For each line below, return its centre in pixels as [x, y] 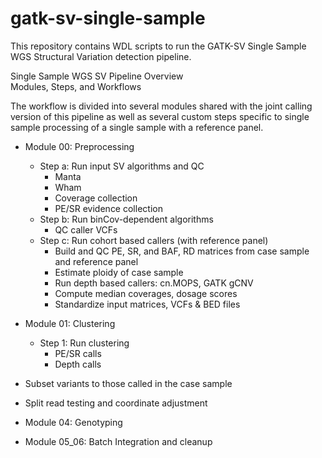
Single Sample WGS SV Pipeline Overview [97, 76]
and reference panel [96, 261]
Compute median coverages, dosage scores [146, 293]
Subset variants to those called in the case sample [128, 383]
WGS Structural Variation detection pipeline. [101, 56]
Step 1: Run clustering [84, 343]
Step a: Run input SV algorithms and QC [122, 166]
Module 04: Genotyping [73, 422]
